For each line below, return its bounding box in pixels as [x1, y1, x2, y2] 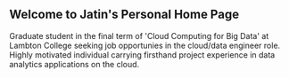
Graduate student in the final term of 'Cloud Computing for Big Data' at [9, 30, 269, 41]
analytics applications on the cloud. [9, 58, 140, 69]
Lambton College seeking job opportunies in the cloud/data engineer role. [9, 40, 281, 51]
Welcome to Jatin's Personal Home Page [9, 7, 239, 22]
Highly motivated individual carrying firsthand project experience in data [9, 49, 276, 60]
